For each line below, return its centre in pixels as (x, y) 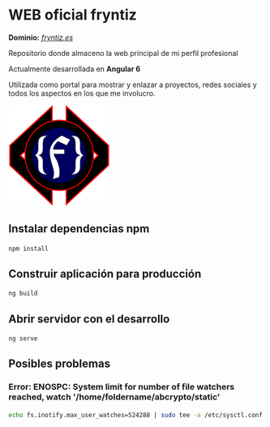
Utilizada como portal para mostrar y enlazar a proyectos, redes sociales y (133, 84)
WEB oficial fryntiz (73, 15)
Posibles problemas (60, 364)
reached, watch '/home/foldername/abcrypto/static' (114, 397)
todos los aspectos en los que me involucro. (82, 93)
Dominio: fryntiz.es (41, 37)
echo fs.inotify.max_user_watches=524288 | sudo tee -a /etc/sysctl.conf (136, 415)
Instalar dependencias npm (79, 229)
